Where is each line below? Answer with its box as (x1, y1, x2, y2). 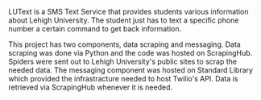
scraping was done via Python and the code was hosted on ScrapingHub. (8, 48, 253, 57)
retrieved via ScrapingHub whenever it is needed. (8, 82, 173, 92)
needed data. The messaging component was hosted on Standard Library (8, 65, 254, 75)
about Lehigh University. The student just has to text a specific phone (8, 15, 239, 25)
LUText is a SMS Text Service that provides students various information (8, 7, 249, 16)
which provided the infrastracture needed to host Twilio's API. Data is (8, 74, 238, 83)
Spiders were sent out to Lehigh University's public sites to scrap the (8, 56, 238, 66)
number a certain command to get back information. (8, 24, 182, 33)
